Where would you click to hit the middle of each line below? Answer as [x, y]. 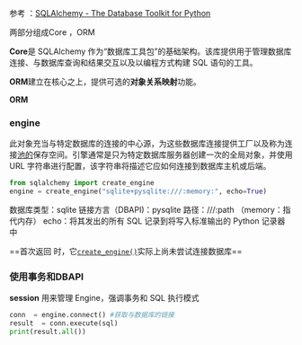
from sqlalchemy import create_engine [82, 183]
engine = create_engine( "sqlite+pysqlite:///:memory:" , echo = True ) [138, 191]
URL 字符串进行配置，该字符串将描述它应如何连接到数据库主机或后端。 [140, 166]
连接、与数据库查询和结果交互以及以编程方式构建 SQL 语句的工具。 [133, 62]
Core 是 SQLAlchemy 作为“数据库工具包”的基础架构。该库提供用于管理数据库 [151, 51]
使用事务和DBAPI [46, 277]
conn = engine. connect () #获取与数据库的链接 [92, 315]
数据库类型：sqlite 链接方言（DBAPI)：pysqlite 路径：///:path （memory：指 [150, 210]
